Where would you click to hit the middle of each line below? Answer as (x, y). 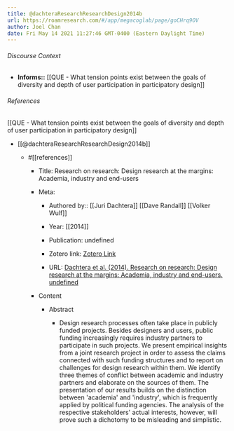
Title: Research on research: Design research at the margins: (126, 171)
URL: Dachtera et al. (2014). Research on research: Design (133, 267)
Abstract (61, 309)
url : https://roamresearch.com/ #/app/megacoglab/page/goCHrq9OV (103, 20)
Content (50, 296)
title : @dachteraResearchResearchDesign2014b (75, 14)
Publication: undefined (81, 240)
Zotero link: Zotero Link (82, 254)
